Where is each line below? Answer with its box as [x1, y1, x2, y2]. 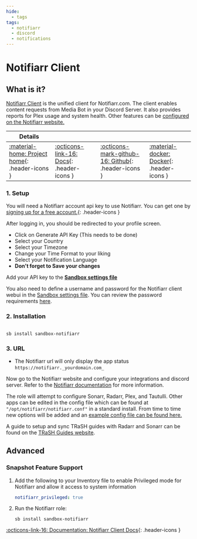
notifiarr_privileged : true [14, 494, 83, 500]
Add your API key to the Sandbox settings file [6, 274, 118, 281]
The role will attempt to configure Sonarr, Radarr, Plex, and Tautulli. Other [6, 393, 183, 400]
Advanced [6, 446, 45, 456]
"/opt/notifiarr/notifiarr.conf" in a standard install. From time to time [6, 405, 181, 412]
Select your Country [14, 238, 63, 245]
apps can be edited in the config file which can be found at [6, 399, 148, 406]
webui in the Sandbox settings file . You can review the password [6, 291, 162, 299]
